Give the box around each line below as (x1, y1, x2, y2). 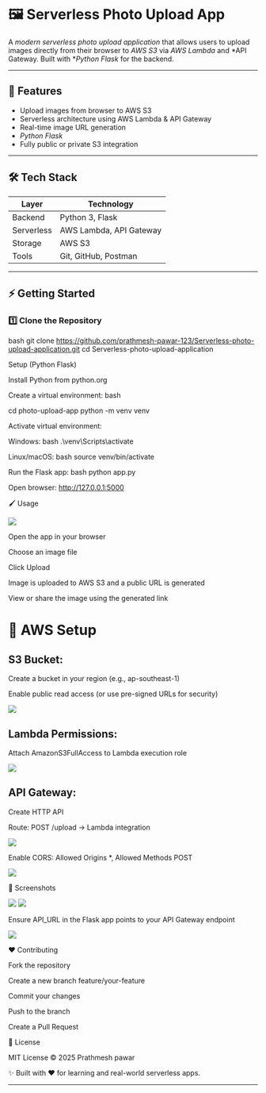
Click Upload (8, 563, 50, 572)
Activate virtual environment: (8, 421, 103, 431)
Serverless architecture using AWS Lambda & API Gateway (19, 114, 212, 123)
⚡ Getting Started (8, 287, 95, 300)
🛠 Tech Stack (8, 171, 78, 184)
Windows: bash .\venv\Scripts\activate (8, 437, 134, 446)
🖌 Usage (8, 498, 39, 508)
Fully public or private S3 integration (19, 139, 139, 148)
